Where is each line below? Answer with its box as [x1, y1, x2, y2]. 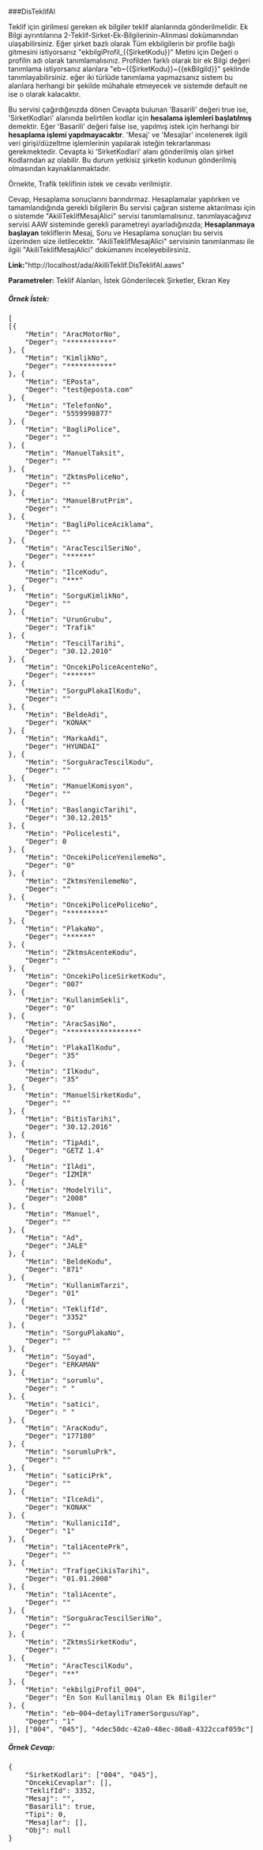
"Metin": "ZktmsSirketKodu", [24, 1637, 138, 1646]
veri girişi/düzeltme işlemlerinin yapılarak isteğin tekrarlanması [8, 139, 211, 147]
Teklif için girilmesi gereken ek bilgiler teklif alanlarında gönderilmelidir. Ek [8, 22, 249, 31]
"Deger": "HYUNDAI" [24, 741, 100, 751]
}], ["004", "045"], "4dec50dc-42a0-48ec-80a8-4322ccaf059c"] [8, 1724, 254, 1733]
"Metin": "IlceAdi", [24, 1494, 104, 1504]
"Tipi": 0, [24, 1810, 67, 1818]
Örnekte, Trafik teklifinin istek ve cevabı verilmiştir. [8, 179, 172, 189]
